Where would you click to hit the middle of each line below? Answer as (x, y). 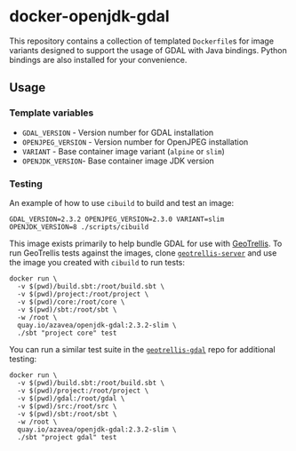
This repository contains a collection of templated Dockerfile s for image (141, 41)
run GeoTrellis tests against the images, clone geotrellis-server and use (143, 253)
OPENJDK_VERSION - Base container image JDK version (118, 161)
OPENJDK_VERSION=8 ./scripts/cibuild (79, 227)
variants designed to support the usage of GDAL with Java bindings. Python (148, 50)
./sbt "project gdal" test (67, 437)
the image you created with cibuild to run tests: (97, 262)
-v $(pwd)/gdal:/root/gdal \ (71, 398)
